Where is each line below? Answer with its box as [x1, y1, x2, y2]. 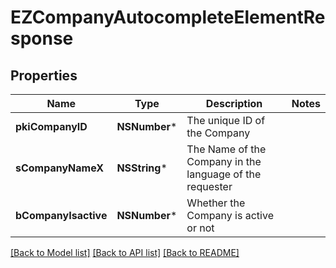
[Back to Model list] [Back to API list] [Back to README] [10, 247, 240, 258]
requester [186, 180, 233, 193]
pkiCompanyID [15, 120, 88, 133]
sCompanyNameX [15, 161, 105, 175]
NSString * [116, 161, 168, 175]
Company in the [186, 155, 262, 168]
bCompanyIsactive [15, 209, 108, 222]
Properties [10, 67, 78, 84]
